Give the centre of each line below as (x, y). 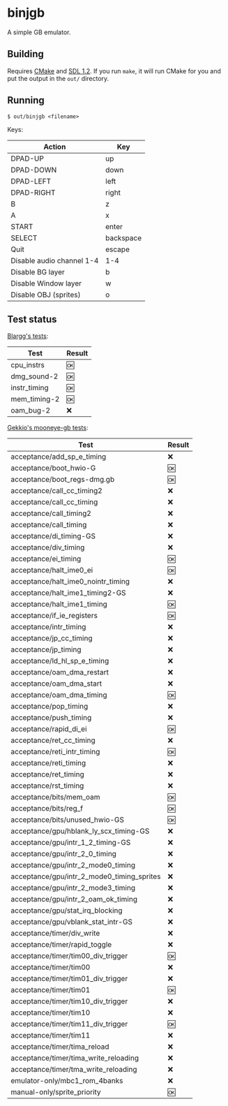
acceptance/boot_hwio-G (53, 468)
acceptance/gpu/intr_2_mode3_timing (73, 888)
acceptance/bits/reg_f (47, 809)
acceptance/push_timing (51, 718)
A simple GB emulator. (39, 32)
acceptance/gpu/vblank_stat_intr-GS (71, 922)
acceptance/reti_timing (48, 763)
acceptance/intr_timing (48, 627)
